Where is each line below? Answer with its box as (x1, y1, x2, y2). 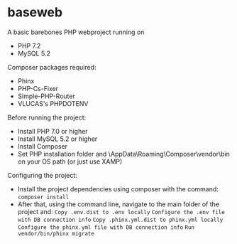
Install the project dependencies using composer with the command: (17, 184, 219, 193)
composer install (17, 193, 70, 201)
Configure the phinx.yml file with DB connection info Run (17, 223, 195, 231)
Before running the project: (7, 113, 87, 122)
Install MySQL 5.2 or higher (17, 134, 98, 143)
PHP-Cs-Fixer (17, 84, 59, 92)
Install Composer (17, 142, 68, 150)
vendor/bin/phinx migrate (17, 230, 94, 237)
